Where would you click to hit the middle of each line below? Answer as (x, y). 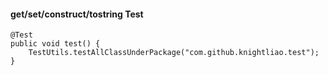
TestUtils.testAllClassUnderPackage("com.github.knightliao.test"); (174, 53)
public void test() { (55, 44)
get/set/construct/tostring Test (77, 14)
